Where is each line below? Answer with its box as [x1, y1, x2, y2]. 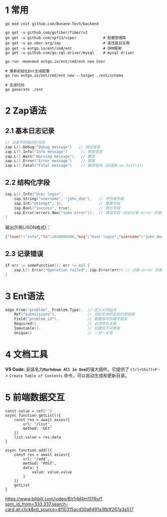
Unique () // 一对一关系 [14, 330, 113, 335]
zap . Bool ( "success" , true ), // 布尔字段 [14, 205, 120, 211]
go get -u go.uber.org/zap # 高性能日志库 [5, 40, 130, 45]
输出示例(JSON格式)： [5, 225, 51, 231]
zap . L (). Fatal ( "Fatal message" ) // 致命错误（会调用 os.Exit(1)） [5, 163, 146, 168]
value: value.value [31, 469, 72, 475]
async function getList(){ [5, 413, 61, 418]
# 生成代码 [5, 83, 25, 88]
